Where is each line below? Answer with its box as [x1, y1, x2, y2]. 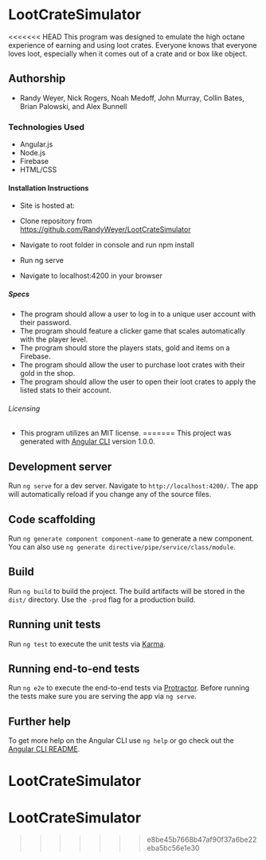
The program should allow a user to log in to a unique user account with [19, 309, 256, 319]
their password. [19, 318, 72, 327]
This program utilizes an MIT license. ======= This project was [19, 428, 232, 438]
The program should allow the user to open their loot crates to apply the [19, 377, 256, 387]
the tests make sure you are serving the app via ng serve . [8, 691, 197, 702]
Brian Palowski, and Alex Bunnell [19, 101, 127, 111]
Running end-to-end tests [8, 663, 140, 676]
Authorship [8, 72, 66, 85]
